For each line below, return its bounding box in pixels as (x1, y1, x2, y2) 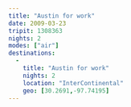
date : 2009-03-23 (8, 19, 67, 27)
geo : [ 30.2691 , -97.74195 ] (23, 86, 110, 95)
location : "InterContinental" (23, 79, 125, 87)
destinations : (8, 49, 56, 57)
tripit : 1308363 (8, 27, 63, 35)
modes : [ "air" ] (8, 42, 59, 50)
